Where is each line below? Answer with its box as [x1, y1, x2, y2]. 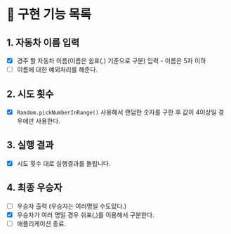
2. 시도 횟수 [6, 88, 54, 100]
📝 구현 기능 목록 [6, 6, 92, 22]
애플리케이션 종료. [16, 219, 66, 228]
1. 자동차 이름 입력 [6, 37, 80, 48]
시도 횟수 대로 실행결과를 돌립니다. [16, 159, 111, 167]
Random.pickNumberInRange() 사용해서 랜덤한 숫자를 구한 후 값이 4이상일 [16, 108, 217, 116]
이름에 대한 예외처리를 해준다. [16, 65, 98, 74]
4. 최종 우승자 [6, 182, 62, 194]
